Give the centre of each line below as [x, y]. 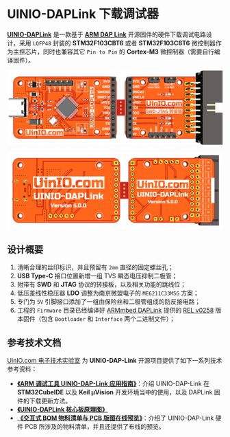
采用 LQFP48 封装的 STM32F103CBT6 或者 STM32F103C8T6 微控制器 [117, 43]
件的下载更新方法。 [44, 401]
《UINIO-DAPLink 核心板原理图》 [62, 410]
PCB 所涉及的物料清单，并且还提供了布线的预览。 [95, 427]
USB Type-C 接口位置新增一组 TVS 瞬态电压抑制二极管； [97, 276]
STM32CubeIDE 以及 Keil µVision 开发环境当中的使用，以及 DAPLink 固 [118, 392]
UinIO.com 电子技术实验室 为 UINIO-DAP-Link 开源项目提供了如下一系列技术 [115, 361]
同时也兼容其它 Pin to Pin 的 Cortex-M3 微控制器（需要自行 [128, 52]
